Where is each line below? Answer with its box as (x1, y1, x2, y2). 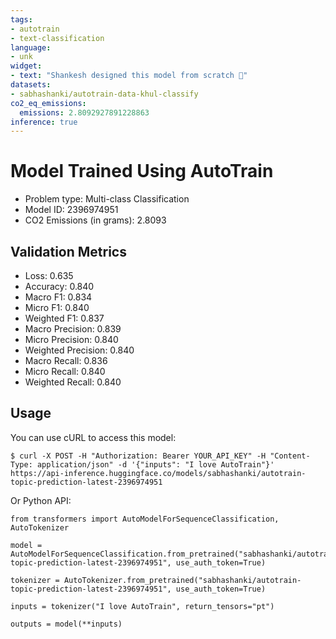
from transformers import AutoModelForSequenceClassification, (10, 514, 280, 524)
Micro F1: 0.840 (24, 302, 90, 313)
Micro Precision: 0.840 (24, 334, 119, 345)
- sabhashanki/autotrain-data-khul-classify (10, 89, 199, 99)
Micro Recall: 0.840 (24, 366, 106, 377)
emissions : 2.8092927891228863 (19, 107, 150, 118)
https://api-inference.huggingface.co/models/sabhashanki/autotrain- (10, 468, 307, 478)
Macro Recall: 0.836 (24, 355, 108, 366)
